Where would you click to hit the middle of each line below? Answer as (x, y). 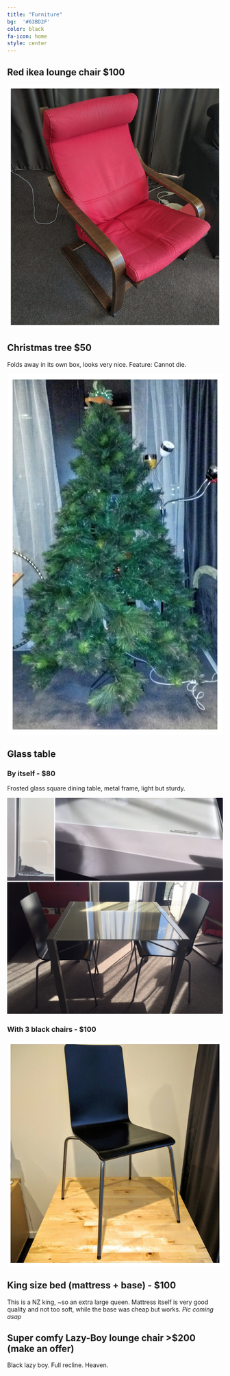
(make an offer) (41, 1348)
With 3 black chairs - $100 (52, 1030)
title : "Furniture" (35, 14)
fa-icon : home (27, 36)
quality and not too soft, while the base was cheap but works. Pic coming (111, 1309)
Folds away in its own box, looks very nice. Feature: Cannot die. (97, 364)
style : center (27, 44)
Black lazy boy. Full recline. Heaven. (58, 1365)
